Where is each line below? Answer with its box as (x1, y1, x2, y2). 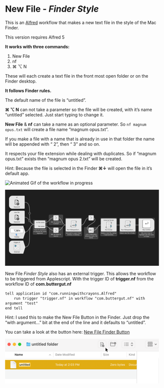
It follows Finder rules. (5, 87, 52, 93)
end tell (5, 305, 23, 311)
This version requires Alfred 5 (5, 34, 65, 40)
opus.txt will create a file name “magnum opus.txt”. (5, 126, 109, 132)
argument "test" (5, 301, 38, 306)
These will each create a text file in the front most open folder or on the (5, 73, 148, 79)
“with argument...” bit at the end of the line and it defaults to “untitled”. (5, 319, 146, 325)
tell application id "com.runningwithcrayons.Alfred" (5, 291, 117, 296)
